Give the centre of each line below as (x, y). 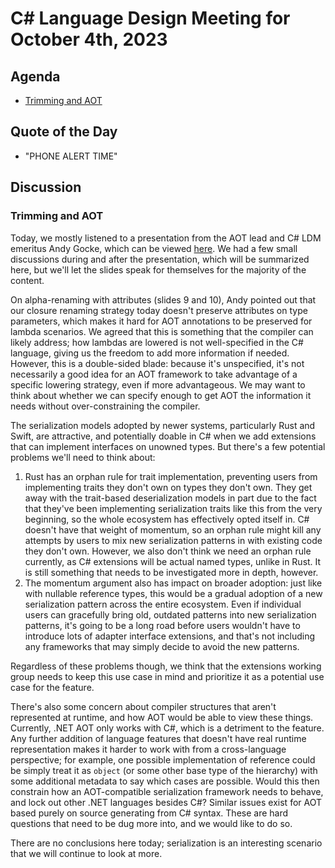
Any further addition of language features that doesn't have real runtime (158, 738)
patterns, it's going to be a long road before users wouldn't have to (162, 625)
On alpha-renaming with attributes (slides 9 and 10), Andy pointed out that (163, 299)
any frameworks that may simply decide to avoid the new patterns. (162, 646)
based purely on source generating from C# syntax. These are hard (149, 813)
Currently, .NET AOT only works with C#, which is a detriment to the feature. (167, 728)
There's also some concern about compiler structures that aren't (143, 706)
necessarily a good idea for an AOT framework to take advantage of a (154, 374)
